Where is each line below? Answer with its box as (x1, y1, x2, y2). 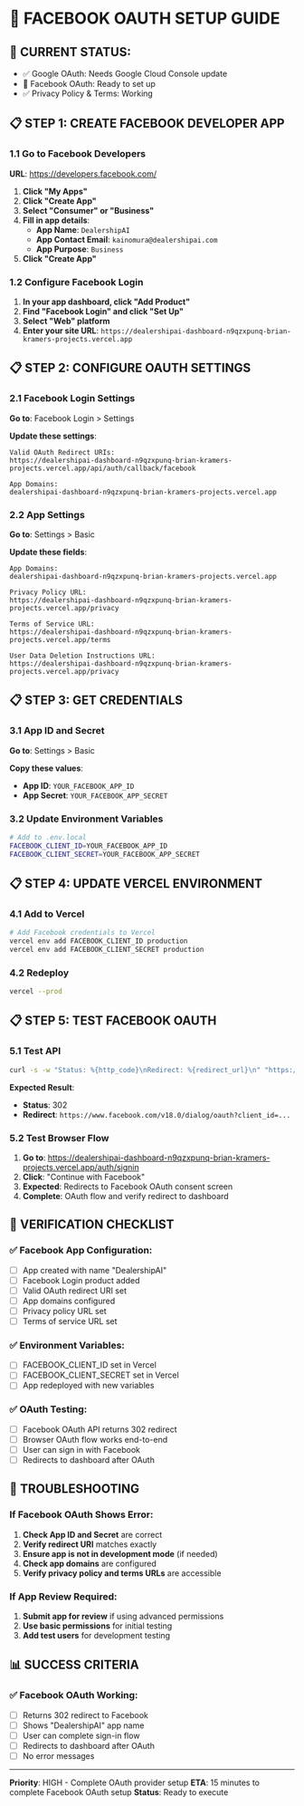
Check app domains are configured (22, 1558, 157, 1569)
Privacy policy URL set (22, 1305, 107, 1316)
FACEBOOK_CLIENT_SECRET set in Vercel (22, 1369, 179, 1380)
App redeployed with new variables (22, 1380, 155, 1391)
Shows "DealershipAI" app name (22, 1720, 145, 1731)
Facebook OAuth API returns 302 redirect (22, 1424, 178, 1435)
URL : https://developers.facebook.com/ (9, 168, 157, 179)
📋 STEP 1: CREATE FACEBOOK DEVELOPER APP (9, 116, 285, 131)
